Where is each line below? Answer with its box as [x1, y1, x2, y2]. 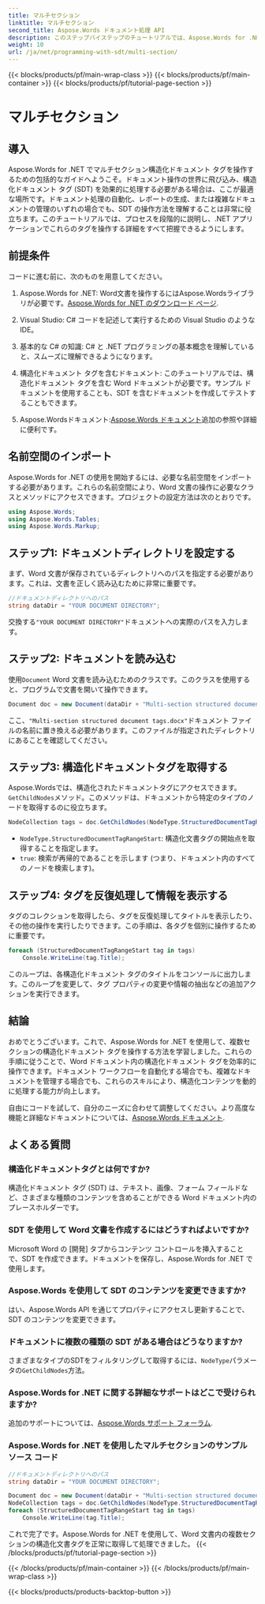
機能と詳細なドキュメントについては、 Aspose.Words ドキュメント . [8, 1112, 226, 1122]
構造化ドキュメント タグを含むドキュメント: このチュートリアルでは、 [19, 368, 247, 377]
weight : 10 [8, 41, 44, 49]
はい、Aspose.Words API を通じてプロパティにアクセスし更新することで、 [8, 1304, 249, 1314]
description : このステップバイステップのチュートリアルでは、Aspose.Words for [8, 33, 246, 42]
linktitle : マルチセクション [8, 19, 95, 27]
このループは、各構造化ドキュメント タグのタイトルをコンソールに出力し [8, 969, 245, 979]
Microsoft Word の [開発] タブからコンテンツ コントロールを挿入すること [8, 1244, 244, 1254]
